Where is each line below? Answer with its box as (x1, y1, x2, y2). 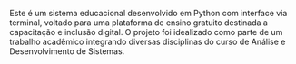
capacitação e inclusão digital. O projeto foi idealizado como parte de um (9, 27, 283, 37)
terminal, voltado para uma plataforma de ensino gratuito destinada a (9, 17, 268, 28)
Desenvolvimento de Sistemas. (9, 46, 125, 57)
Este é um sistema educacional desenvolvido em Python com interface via (9, 8, 288, 18)
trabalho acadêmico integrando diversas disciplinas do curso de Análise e (9, 36, 286, 47)
